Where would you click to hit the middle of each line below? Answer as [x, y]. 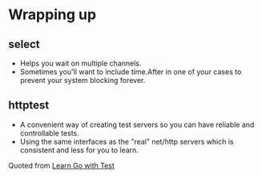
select [24, 44]
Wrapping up [52, 15]
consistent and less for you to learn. [79, 150]
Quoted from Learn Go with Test [61, 165]
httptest [29, 105]
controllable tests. [50, 133]
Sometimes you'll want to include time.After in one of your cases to [131, 72]
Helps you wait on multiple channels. [81, 63]
